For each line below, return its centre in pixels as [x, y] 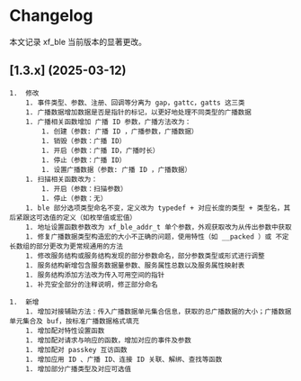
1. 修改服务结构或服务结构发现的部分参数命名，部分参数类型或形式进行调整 [145, 256]
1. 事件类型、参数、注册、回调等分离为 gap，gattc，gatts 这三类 [135, 103]
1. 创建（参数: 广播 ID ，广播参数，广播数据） [120, 132]
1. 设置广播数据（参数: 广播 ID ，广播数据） [116, 169]
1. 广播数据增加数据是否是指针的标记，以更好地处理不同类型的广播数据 [138, 112]
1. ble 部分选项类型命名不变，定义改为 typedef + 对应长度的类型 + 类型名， [155, 208]
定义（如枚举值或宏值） [99, 217]
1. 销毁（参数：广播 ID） [84, 141]
